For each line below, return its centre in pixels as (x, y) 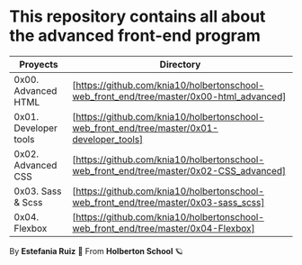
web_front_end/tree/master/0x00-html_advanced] (179, 96)
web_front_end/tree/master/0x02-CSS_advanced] (179, 170)
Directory (180, 64)
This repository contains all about (138, 17)
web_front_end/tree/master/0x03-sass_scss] (169, 202)
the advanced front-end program (135, 36)
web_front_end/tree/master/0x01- (145, 128)
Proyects (39, 64)
